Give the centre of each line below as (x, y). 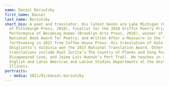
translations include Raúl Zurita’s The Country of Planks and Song (83, 52)
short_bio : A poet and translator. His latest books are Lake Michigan (81, 24)
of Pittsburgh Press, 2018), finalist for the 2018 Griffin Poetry (82, 29)
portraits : (16, 71)
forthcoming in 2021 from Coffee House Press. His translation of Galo (86, 43)
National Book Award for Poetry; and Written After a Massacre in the (85, 38)
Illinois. (19, 66)
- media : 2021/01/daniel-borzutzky (47, 76)
